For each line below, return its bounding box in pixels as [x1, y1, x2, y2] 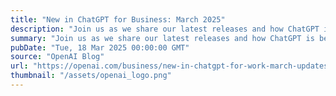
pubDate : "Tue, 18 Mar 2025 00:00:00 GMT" [10, 42, 190, 53]
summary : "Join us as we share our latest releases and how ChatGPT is [10, 33, 315, 43]
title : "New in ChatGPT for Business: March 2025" [10, 14, 226, 25]
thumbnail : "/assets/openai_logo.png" [10, 71, 172, 81]
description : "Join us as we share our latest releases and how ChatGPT [10, 24, 320, 34]
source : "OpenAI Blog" [10, 52, 105, 62]
